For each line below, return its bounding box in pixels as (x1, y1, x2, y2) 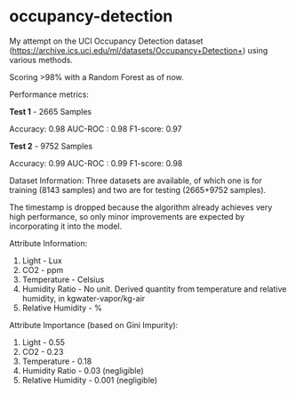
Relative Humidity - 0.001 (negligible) (21, 374, 158, 385)
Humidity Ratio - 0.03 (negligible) (21, 365, 144, 375)
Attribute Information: (9, 237, 88, 248)
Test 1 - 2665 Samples (9, 106, 92, 117)
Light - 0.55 (21, 336, 65, 348)
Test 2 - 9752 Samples (9, 141, 93, 151)
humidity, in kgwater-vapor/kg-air (21, 293, 146, 303)
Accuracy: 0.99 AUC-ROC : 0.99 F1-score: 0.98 (9, 157, 183, 168)
